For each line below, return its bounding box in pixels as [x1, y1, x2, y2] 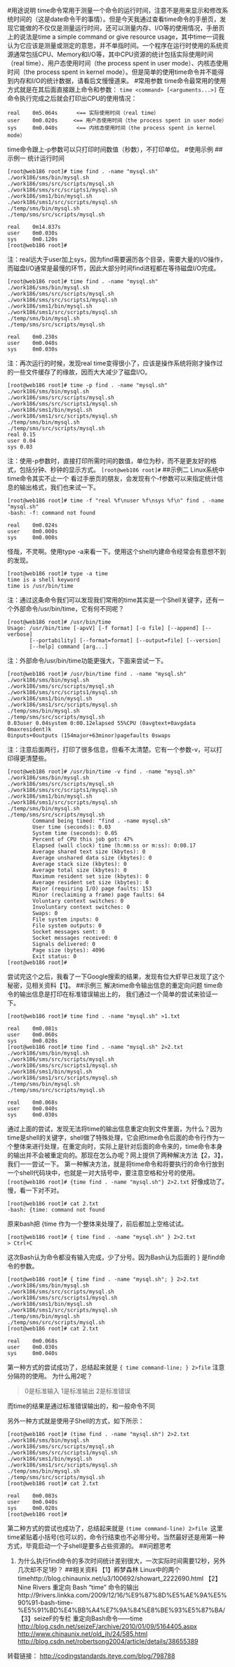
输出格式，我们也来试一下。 [19, 483, 100, 491]
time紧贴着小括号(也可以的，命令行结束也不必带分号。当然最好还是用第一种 [7, 1533, 225, 1541]
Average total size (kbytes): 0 [32, 867, 128, 874]
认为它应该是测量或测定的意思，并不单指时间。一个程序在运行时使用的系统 [7, 42, 222, 49]
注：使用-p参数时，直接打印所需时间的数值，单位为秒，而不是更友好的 [7, 457, 211, 465]
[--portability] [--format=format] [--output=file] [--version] [29, 637, 221, 644]
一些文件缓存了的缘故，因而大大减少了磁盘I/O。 [13, 368, 152, 376]
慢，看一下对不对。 [7, 1186, 63, 1195]
